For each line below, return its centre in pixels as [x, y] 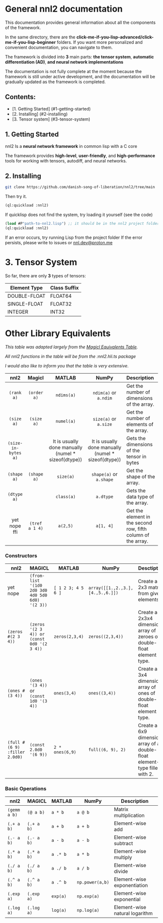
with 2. [146, 774]
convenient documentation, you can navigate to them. [59, 47]
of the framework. [23, 27]
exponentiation [131, 886]
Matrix [121, 810]
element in [138, 517]
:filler [16, 752]
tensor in [136, 456]
